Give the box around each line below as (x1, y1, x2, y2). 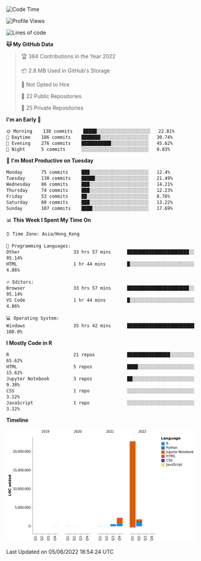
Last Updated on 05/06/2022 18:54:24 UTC (6, 548, 114, 556)
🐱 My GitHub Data (6, 41, 54, 48)
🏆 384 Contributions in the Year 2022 (20, 53, 116, 60)
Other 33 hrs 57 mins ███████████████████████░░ (6, 249, 195, 255)
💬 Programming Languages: (6, 243, 71, 249)
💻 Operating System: (6, 315, 60, 321)
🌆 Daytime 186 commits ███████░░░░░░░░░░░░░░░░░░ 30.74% (6, 134, 173, 140)
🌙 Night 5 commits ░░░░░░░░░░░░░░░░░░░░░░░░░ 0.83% (6, 146, 170, 152)
